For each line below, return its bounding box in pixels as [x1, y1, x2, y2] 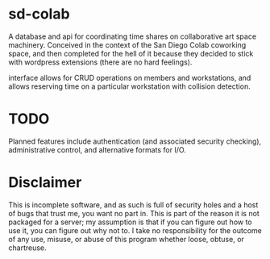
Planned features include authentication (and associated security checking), [8, 136, 262, 146]
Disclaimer [8, 173, 82, 192]
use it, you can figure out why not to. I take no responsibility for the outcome [8, 225, 262, 235]
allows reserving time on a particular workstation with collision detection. [8, 81, 251, 91]
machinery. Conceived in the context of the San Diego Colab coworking [8, 40, 247, 49]
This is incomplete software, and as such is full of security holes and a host [8, 199, 259, 210]
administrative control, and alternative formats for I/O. [8, 144, 187, 154]
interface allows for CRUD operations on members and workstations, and [8, 73, 251, 82]
